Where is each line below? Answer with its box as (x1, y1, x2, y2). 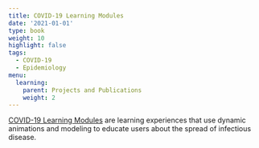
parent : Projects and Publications (23, 86, 142, 94)
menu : (8, 71, 27, 79)
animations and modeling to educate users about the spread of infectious (8, 124, 252, 134)
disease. (8, 133, 37, 142)
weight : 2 (23, 94, 56, 102)
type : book (8, 26, 45, 34)
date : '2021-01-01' (8, 19, 74, 27)
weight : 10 (8, 34, 45, 42)
